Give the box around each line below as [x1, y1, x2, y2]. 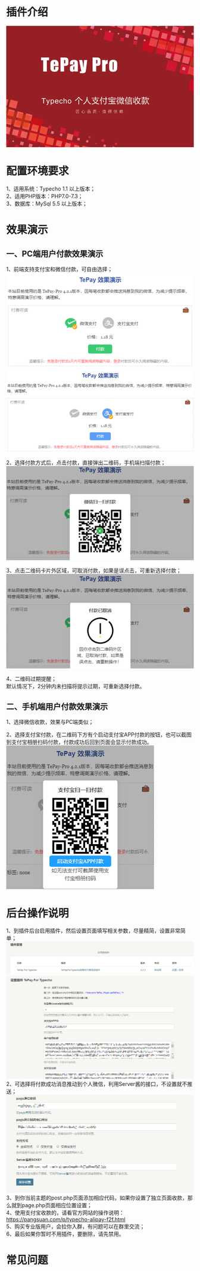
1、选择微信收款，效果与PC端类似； [6, 719, 94, 726]
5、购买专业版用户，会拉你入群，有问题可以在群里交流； [6, 1223, 145, 1230]
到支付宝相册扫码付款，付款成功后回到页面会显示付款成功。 [6, 739, 152, 746]
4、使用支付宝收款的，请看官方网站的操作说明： [6, 1209, 125, 1216]
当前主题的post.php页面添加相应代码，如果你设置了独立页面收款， [24, 1194, 188, 1201]
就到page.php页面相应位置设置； [11, 1201, 92, 1208]
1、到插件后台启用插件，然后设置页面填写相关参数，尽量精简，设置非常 [6, 927, 180, 935]
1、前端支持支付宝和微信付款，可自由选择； [6, 266, 113, 273]
